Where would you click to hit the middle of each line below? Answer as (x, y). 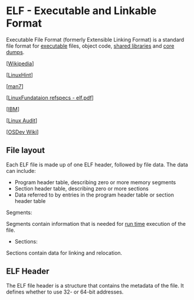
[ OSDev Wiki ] (22, 132)
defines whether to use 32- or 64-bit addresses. (65, 292)
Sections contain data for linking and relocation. (64, 253)
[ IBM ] (13, 109)
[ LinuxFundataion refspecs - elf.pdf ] (50, 98)
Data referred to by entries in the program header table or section (94, 195)
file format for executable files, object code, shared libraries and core (90, 46)
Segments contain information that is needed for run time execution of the (96, 224)
